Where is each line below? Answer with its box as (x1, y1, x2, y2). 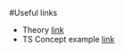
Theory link (21, 25, 64, 34)
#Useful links (9, 8, 58, 18)
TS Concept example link (21, 34, 115, 44)
